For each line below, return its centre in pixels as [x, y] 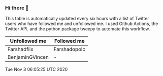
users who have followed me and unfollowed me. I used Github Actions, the [82, 24]
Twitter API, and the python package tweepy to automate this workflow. [78, 29]
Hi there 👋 [17, 8]
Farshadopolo [69, 50]
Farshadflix [20, 50]
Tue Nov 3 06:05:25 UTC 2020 [36, 69]
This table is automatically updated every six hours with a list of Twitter [77, 19]
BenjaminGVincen [28, 57]
